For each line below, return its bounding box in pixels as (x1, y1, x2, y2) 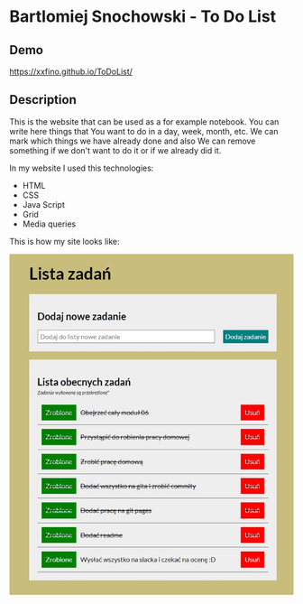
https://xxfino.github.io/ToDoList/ (9, 66, 133, 77)
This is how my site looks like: (9, 236, 120, 246)
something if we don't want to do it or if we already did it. (9, 144, 222, 155)
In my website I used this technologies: (9, 163, 154, 173)
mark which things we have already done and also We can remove (9, 135, 256, 146)
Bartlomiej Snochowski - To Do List (9, 6, 277, 27)
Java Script (22, 199, 65, 209)
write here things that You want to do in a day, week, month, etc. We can (9, 125, 279, 136)
